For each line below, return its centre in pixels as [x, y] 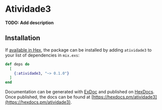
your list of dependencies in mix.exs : [42, 55]
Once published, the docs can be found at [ [49, 97]
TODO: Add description [30, 23]
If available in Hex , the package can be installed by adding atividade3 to [78, 50]
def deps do [17, 64]
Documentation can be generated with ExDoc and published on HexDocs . [80, 92]
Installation [23, 38]
